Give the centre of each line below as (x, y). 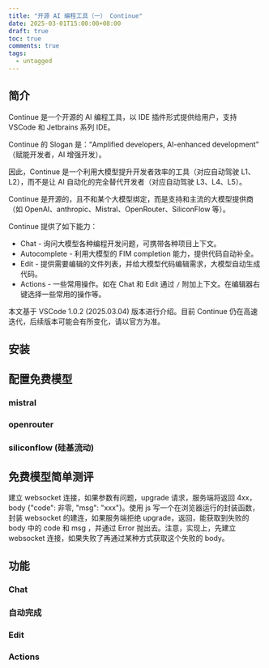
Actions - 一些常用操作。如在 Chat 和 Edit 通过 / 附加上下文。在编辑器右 (140, 283)
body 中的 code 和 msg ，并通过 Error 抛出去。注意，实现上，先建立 (122, 528)
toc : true (25, 38)
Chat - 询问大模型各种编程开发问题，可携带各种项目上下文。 (120, 243)
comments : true (34, 46)
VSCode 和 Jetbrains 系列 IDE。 (62, 127)
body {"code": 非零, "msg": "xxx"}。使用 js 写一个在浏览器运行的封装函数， (134, 508)
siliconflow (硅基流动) (51, 448)
